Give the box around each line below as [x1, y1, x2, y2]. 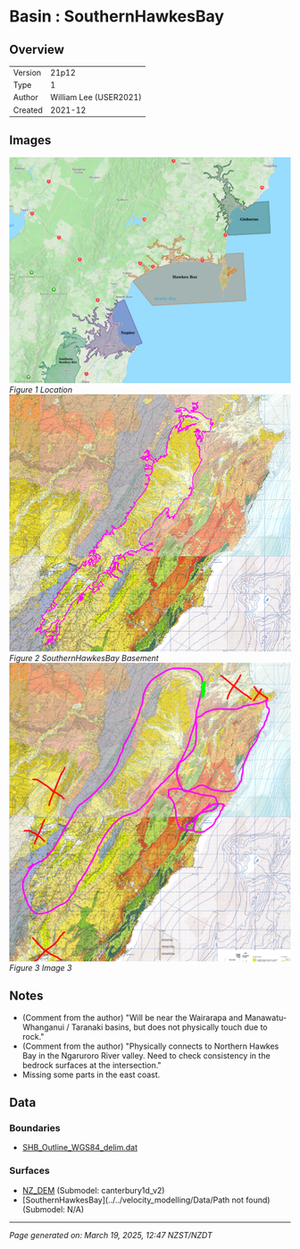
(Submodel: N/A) [21, 1203, 85, 1214]
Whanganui [21, 1022, 65, 1032]
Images [9, 132, 52, 149]
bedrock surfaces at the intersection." [21, 1059, 162, 1070]
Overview [9, 42, 65, 57]
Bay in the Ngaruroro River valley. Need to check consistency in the [21, 1049, 271, 1061]
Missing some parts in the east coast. [21, 1069, 161, 1080]
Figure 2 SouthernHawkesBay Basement [9, 653, 159, 664]
